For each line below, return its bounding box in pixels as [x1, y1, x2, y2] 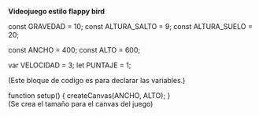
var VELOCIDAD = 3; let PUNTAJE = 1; [8, 60, 131, 70]
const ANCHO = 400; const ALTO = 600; [8, 45, 140, 54]
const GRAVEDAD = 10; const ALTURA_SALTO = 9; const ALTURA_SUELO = [8, 22, 253, 31]
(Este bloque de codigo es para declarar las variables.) [8, 76, 186, 85]
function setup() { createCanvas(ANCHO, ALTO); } [8, 91, 171, 100]
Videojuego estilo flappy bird [8, 7, 105, 16]
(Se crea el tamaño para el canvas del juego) [8, 100, 154, 108]
